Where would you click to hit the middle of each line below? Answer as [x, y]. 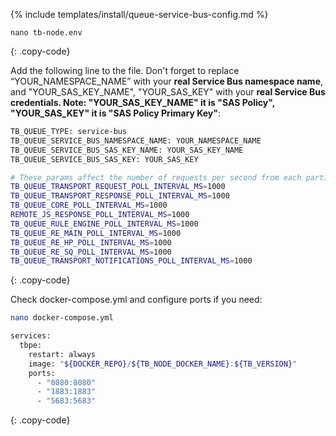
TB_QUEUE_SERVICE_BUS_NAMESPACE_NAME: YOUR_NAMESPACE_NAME [136, 140]
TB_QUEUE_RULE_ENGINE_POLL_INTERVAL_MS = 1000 [104, 224]
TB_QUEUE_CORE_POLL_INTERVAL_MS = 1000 [89, 205]
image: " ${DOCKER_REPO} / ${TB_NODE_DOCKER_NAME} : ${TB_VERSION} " [163, 364]
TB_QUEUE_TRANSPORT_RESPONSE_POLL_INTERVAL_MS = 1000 [120, 196]
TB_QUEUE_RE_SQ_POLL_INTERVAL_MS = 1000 [91, 252]
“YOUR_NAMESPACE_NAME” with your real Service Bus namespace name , [167, 81]
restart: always [62, 354]
